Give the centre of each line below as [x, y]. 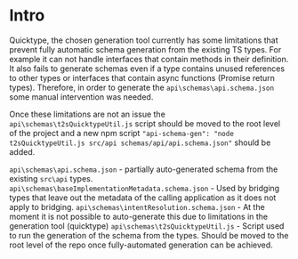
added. [22, 151]
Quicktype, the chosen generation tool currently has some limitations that [144, 40]
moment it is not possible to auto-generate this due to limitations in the [139, 216]
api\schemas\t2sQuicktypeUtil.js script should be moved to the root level [145, 123]
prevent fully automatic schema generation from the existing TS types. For [145, 49]
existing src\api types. [51, 178]
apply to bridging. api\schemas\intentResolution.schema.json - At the [137, 206]
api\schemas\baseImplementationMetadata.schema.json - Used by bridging [145, 188]
